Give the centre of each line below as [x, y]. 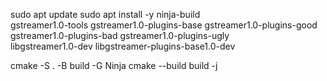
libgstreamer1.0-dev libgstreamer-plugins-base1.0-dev [123, 46]
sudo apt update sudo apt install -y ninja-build [105, 14]
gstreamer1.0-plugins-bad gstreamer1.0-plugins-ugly [120, 35]
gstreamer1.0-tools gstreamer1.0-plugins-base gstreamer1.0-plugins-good [164, 25]
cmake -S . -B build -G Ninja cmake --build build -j [114, 65]
